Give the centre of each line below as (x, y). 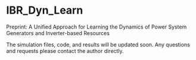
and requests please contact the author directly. (65, 50)
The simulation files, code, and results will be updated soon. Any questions (98, 45)
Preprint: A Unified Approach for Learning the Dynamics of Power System (97, 27)
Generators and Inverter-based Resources (58, 33)
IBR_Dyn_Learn (45, 10)
